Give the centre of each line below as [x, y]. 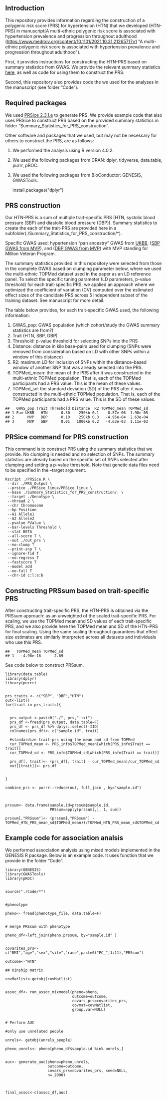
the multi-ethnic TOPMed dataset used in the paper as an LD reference [78, 274]
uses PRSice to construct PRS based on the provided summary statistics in [82, 120]
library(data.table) [27, 674]
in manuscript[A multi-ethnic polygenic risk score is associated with [86, 31]
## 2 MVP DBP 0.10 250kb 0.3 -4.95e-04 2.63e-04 [77, 417]
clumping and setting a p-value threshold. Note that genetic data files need [82, 465]
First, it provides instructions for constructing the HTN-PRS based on [76, 61]
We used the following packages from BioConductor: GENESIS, [77, 175]
